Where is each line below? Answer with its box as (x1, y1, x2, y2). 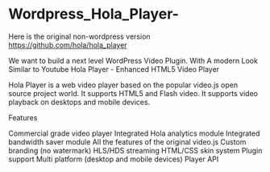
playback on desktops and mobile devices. (8, 97, 151, 107)
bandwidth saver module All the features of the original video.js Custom (8, 136, 247, 146)
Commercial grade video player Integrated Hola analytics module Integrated (8, 128, 260, 138)
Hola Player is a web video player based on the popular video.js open (8, 80, 239, 90)
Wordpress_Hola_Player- (8, 5, 180, 23)
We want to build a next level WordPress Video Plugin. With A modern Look (8, 56, 258, 65)
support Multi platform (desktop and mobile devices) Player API (8, 154, 219, 164)
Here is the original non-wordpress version (8, 31, 151, 41)
